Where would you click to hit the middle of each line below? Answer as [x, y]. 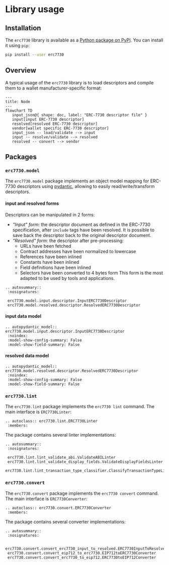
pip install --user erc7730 [35, 55]
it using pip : [18, 45]
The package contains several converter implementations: [65, 522]
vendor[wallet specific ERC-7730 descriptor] [60, 128]
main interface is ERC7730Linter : [38, 412]
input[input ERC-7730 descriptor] [48, 119]
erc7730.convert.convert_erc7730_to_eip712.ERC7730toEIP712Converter [82, 557]
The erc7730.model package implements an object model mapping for [77, 181]
